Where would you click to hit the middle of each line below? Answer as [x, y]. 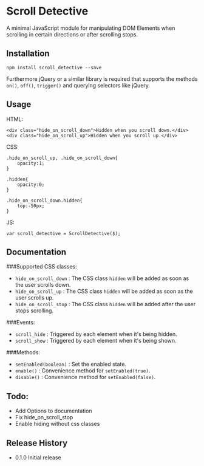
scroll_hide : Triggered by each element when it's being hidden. [96, 334]
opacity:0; [31, 184]
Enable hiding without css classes [57, 424]
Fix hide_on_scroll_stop [44, 417]
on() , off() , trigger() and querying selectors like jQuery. [78, 85]
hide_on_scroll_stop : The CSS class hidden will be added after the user [105, 304]
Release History [37, 443]
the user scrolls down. [43, 285]
